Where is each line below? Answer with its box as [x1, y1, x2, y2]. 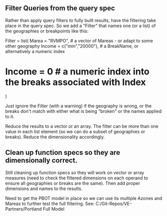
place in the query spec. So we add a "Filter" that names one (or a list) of [5, 23, 156, 29]
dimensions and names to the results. [5, 185, 83, 191]
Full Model [43, 205, 65, 212]
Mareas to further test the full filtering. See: [5, 200, 95, 206]
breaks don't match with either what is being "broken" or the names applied [5, 108, 162, 114]
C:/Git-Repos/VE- [95, 200, 132, 206]
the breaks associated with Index [5, 77, 146, 88]
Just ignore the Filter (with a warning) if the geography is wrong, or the [5, 103, 152, 109]
